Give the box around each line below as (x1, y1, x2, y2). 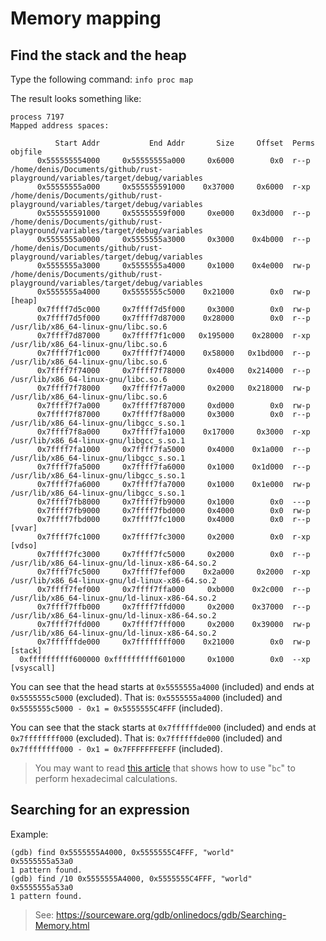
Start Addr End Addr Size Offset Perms (54, 138, 315, 148)
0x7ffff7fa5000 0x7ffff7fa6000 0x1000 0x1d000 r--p (36, 462, 311, 472)
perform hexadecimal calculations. (34, 773, 178, 784)
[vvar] (10, 523, 38, 533)
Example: (10, 828, 49, 840)
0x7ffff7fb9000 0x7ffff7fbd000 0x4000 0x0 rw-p (36, 506, 311, 516)
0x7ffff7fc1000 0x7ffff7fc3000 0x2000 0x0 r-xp (36, 532, 311, 542)
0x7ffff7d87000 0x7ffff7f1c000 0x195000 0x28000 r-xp (36, 331, 311, 341)
